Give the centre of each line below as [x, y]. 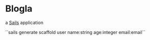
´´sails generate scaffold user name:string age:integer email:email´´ [75, 32]
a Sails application [24, 22]
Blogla [19, 9]
